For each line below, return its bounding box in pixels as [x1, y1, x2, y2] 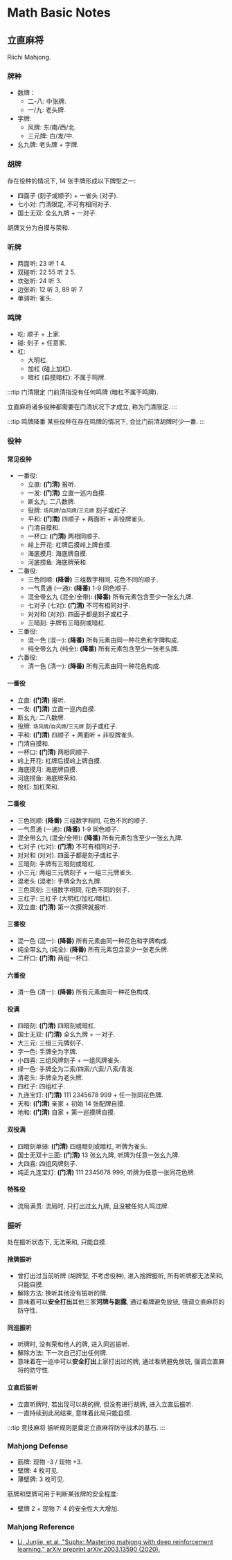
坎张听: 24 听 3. [17, 276, 62, 285]
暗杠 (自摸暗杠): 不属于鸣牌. [27, 373, 106, 382]
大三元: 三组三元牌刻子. [17, 1039, 84, 1047]
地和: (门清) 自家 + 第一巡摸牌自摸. [17, 1108, 116, 1116]
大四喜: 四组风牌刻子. [17, 1159, 78, 1167]
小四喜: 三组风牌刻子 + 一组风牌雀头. [17, 1056, 121, 1064]
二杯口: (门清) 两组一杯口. [17, 953, 90, 962]
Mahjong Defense [7, 1441, 69, 1451]
